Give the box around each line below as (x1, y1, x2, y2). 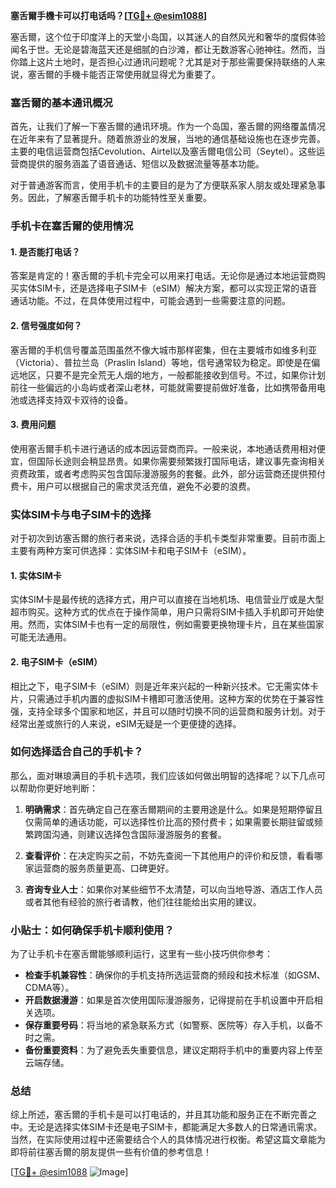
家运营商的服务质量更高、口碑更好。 (24, 862, 175, 874)
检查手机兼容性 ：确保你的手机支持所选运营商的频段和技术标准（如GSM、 (24, 969, 326, 981)
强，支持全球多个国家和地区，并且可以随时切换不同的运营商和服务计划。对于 (10, 705, 326, 717)
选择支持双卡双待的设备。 (27, 394, 133, 406)
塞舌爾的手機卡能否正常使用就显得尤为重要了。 (27, 69, 221, 80)
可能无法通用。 (10, 631, 72, 643)
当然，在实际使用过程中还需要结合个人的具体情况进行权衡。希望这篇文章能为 (10, 1134, 326, 1146)
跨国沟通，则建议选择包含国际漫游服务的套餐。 (33, 828, 227, 840)
